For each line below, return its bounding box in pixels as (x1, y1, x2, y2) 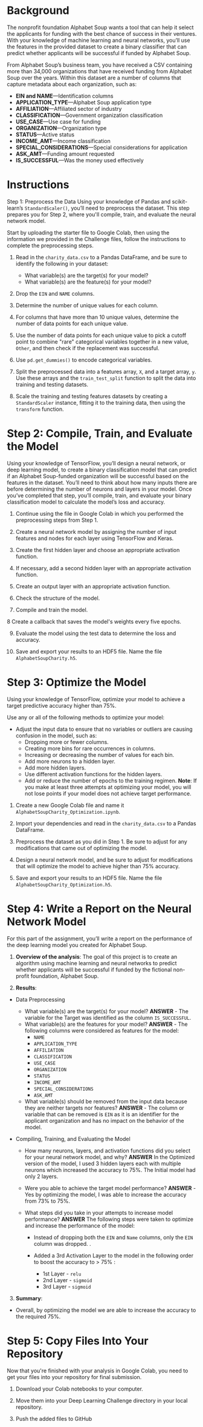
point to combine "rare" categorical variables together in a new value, (15, 338, 189, 345)
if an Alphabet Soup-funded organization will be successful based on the (7, 472, 189, 479)
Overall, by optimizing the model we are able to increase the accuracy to (15, 1306, 196, 1314)
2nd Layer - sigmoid (42, 1276, 92, 1283)
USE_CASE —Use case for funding (15, 118, 101, 125)
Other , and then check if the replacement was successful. (15, 344, 159, 351)
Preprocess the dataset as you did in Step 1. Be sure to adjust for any (15, 837, 188, 845)
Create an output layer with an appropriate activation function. (15, 582, 171, 590)
